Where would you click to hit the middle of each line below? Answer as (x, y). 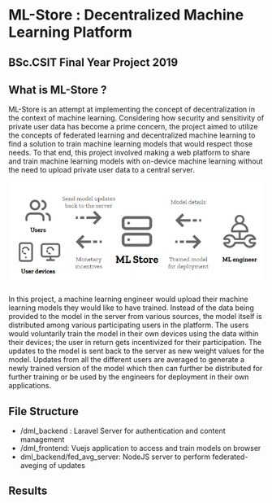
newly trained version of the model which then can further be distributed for (136, 369)
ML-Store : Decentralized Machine (126, 15)
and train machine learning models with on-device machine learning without (136, 161)
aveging (34, 465)
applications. (30, 386)
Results (28, 491)
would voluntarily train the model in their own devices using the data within (134, 334)
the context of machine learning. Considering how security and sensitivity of (136, 118)
